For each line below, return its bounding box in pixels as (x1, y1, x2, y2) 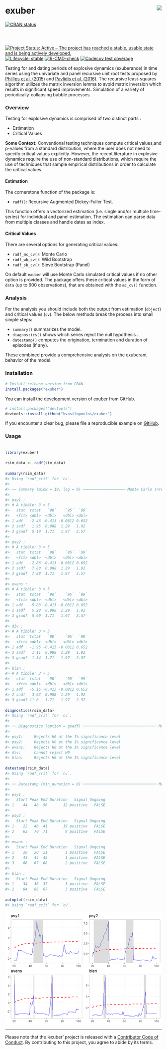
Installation (5, 369, 33, 376)
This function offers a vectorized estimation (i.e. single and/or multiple (5, 209, 149, 215)
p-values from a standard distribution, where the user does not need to (5, 145, 151, 151)
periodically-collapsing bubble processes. (5, 91, 91, 97)
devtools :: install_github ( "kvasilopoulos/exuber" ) (5, 411, 112, 416)
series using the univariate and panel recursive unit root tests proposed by (5, 70, 158, 76)
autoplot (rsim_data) (5, 897, 48, 903)
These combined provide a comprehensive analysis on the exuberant (5, 352, 147, 358)
